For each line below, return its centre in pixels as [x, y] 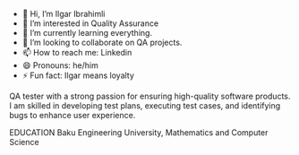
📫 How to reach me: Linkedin [77, 52]
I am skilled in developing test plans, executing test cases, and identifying [145, 106]
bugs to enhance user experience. [73, 115]
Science [24, 142]
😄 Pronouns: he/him [60, 65]
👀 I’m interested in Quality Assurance [90, 23]
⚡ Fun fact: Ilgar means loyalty [78, 75]
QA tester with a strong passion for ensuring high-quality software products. [150, 96]
